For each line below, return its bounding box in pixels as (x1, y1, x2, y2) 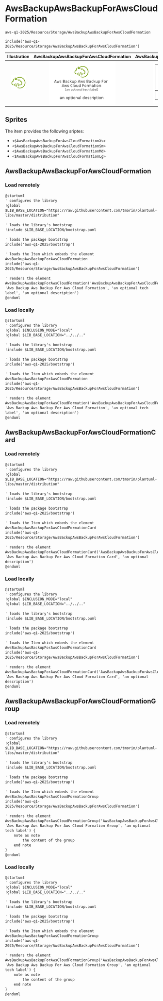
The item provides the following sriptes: (5, 128, 84, 134)
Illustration (7, 54, 30, 60)
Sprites (5, 115, 28, 124)
